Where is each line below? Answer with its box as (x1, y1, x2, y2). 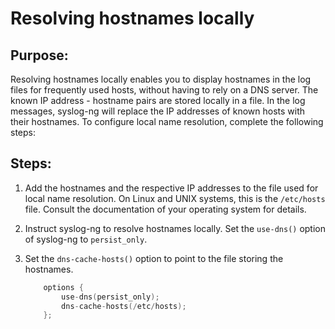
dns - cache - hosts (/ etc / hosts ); (61, 301, 187, 311)
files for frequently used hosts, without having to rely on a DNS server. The (10, 84, 319, 96)
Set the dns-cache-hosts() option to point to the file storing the (24, 252, 284, 264)
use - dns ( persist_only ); (61, 292, 160, 302)
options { (43, 282, 84, 292)
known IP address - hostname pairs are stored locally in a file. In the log (10, 95, 306, 106)
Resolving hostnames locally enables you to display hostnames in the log (10, 73, 312, 85)
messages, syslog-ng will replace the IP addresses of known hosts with (10, 105, 306, 117)
